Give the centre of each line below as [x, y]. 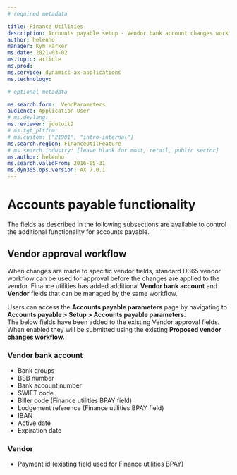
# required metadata [38, 14]
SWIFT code [36, 393]
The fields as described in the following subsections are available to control [117, 224]
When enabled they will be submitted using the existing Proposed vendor [114, 329]
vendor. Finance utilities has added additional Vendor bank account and [113, 285]
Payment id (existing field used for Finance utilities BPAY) [101, 464]
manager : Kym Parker [38, 47]
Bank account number [50, 385]
